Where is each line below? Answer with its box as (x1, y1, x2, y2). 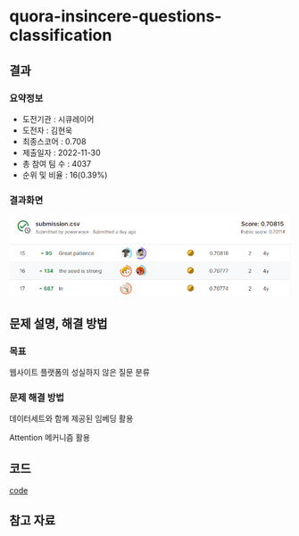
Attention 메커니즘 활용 (9, 433, 91, 443)
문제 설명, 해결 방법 (9, 316, 108, 331)
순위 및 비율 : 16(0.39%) (21, 169, 108, 180)
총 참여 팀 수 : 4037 (21, 158, 92, 169)
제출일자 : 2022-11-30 (21, 147, 101, 158)
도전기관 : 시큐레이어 (21, 113, 95, 124)
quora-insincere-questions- (9, 6, 222, 27)
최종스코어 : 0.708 (21, 136, 87, 146)
